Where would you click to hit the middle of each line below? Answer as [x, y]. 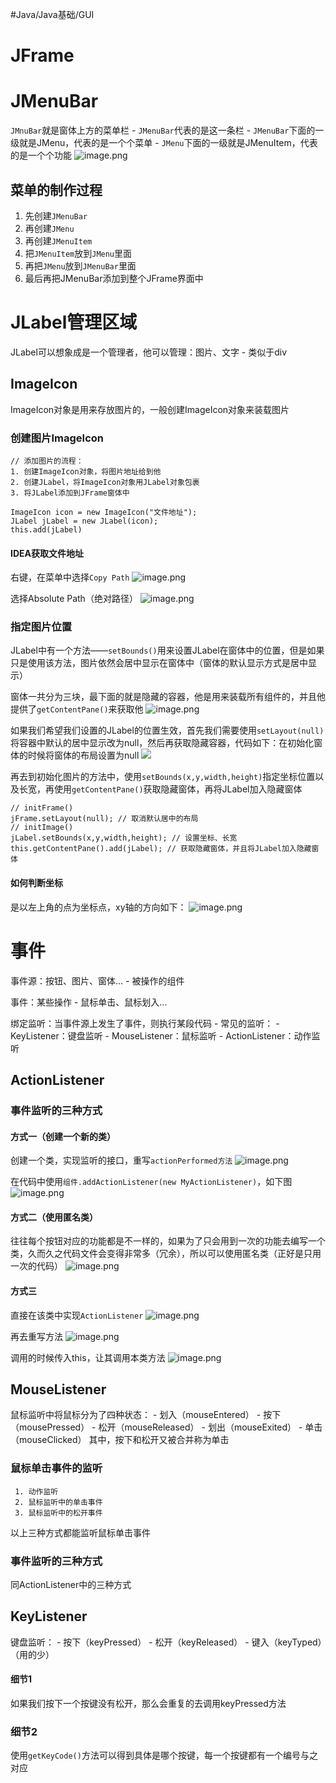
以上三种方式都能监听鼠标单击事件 [80, 1532]
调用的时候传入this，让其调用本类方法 [88, 1357]
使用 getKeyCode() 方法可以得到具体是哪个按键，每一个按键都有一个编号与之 [164, 1755]
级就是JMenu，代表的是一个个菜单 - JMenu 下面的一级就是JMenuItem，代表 [164, 143]
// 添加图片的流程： [47, 461]
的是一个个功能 [41, 155]
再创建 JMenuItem [58, 240]
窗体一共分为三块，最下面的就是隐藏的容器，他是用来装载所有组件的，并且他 [168, 697]
